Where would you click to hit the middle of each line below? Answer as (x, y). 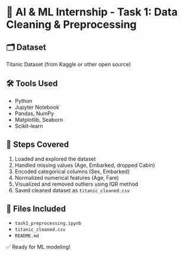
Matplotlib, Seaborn (39, 119)
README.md (27, 236)
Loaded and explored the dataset (55, 158)
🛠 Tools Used (32, 84)
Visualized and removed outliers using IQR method (76, 184)
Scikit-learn (29, 126)
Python (23, 101)
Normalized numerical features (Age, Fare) (67, 177)
